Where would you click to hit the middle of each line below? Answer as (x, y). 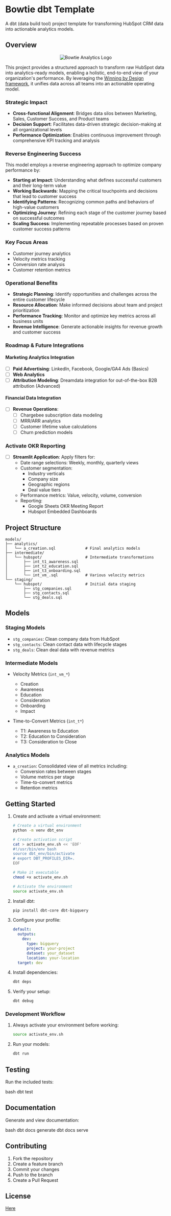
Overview (21, 45)
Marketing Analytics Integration (40, 357)
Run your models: (31, 1044)
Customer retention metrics (42, 270)
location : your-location (53, 958)
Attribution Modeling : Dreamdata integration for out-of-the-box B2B (85, 380)
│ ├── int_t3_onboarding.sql (43, 571)
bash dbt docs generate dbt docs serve (47, 1130)
